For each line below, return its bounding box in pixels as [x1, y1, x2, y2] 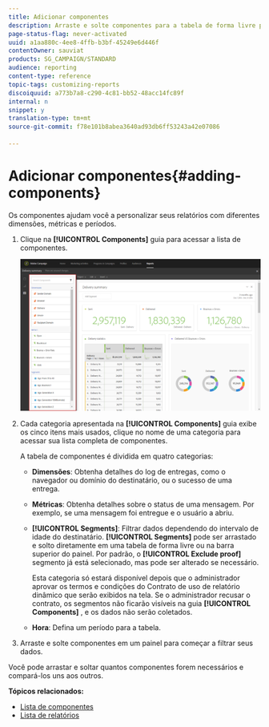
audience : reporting [8, 64, 78, 72]
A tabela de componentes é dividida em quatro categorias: [19, 451, 214, 461]
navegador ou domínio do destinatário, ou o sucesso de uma [31, 475, 232, 485]
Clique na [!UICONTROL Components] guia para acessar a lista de [19, 234, 242, 244]
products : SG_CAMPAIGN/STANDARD [8, 55, 116, 63]
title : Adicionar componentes [8, 13, 110, 21]
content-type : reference [8, 72, 91, 80]
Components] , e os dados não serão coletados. [31, 608, 193, 617]
